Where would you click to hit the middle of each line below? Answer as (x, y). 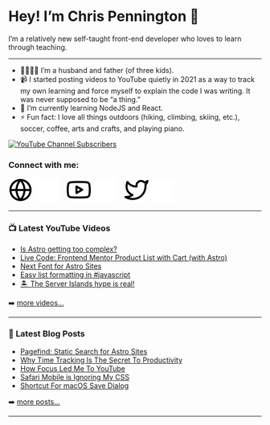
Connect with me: (44, 165)
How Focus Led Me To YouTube (73, 368)
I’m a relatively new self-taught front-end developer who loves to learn (125, 39)
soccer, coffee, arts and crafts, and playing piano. (102, 129)
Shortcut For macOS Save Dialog (74, 386)
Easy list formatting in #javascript (75, 274)
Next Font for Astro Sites (61, 266)
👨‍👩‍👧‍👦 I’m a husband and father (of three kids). (97, 70)
